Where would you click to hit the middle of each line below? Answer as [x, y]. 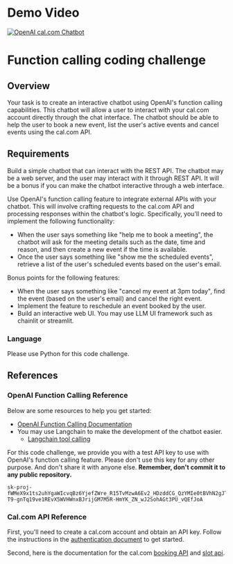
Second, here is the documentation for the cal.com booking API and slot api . [116, 553]
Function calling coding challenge [106, 60]
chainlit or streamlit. [45, 321]
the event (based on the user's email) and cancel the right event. [110, 298]
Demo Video [43, 13]
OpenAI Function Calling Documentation [75, 424]
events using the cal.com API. [50, 132]
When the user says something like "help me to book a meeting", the [115, 234]
